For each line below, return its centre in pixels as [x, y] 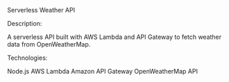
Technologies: [27, 58]
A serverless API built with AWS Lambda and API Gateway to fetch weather [114, 37]
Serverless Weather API [41, 10]
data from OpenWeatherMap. [49, 44]
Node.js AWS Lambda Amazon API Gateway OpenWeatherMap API [102, 71]
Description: [25, 23]
